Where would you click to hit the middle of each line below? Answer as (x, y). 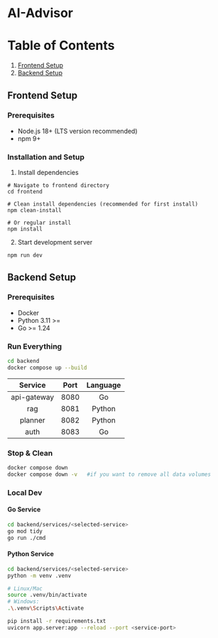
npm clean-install (34, 211)
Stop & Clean (30, 453)
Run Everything (35, 346)
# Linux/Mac (25, 588)
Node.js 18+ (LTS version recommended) (77, 131)
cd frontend (25, 192)
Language (104, 385)
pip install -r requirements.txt (57, 621)
